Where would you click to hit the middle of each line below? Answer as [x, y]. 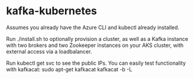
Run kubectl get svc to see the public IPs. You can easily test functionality [96, 63]
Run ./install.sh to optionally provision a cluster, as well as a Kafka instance [97, 39]
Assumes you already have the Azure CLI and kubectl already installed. [93, 27]
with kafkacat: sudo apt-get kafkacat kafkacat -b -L [69, 69]
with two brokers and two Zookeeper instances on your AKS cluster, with [95, 45]
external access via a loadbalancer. [49, 51]
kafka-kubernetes [52, 11]
